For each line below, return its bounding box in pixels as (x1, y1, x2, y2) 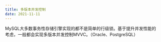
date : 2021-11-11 (5, 12, 40, 16)
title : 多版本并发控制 (5, 7, 46, 12)
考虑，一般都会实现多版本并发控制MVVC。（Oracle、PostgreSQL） (5, 31, 138, 37)
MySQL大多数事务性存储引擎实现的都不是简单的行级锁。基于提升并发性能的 (5, 25, 157, 31)
